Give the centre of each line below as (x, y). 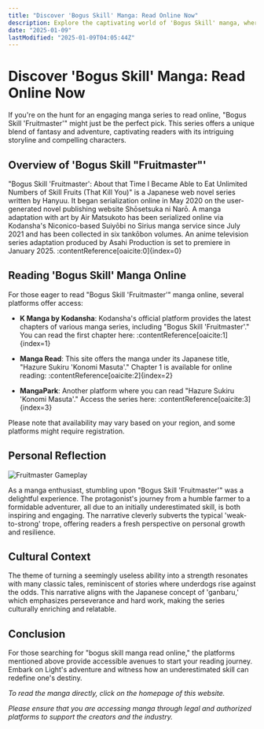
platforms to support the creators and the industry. (90, 717)
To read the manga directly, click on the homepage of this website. (117, 694)
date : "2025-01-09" (40, 30)
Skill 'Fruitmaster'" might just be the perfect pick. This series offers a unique (132, 124)
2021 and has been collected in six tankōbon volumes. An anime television (128, 234)
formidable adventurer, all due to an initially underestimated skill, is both (125, 507)
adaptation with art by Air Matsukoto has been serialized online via (116, 217)
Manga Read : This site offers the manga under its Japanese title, (125, 359)
